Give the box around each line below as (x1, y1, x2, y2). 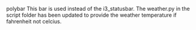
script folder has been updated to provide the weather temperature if (6, 11, 177, 19)
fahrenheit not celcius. (6, 18, 62, 25)
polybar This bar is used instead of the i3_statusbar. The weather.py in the (6, 5, 191, 12)
